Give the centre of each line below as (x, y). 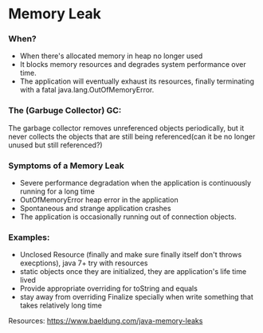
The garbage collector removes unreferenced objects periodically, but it (126, 127)
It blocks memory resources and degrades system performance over (133, 65)
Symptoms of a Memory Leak (67, 166)
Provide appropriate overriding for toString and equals (108, 288)
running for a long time (57, 191)
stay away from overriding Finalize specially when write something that (136, 297)
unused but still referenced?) (55, 145)
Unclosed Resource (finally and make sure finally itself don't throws (131, 255)
